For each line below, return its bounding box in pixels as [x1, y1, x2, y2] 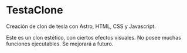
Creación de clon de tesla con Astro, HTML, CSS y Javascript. [6, 23, 157, 30]
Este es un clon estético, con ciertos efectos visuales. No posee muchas [6, 34, 182, 41]
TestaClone [6, 3, 63, 17]
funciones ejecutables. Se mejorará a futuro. [6, 40, 114, 47]
